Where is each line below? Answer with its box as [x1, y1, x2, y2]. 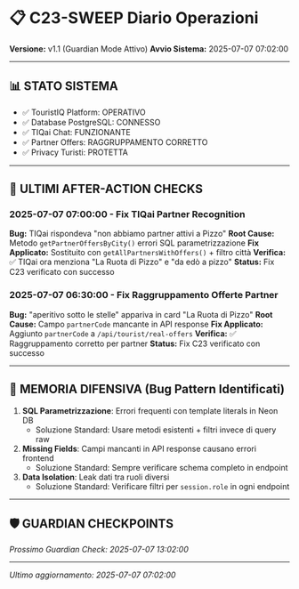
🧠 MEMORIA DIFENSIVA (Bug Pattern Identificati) [9, 382, 285, 397]
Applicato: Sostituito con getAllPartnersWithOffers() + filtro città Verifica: [9, 247, 287, 258]
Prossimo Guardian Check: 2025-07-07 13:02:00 [9, 545, 189, 555]
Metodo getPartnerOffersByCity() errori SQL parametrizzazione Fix [9, 238, 260, 248]
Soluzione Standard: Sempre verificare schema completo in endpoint [35, 462, 288, 472]
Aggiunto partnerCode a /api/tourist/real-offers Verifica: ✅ [9, 327, 237, 339]
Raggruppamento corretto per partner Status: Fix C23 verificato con [9, 338, 261, 349]
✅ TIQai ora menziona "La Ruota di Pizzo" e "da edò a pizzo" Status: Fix [9, 256, 275, 268]
